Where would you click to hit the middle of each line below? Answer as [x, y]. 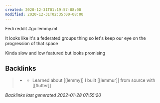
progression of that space [32, 43]
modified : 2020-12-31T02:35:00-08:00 [44, 14]
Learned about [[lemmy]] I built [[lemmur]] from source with [94, 80]
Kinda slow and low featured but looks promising [55, 53]
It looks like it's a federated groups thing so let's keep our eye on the [76, 38]
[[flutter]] [42, 86]
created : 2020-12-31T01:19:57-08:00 [43, 10]
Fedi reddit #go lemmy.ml [31, 28]
